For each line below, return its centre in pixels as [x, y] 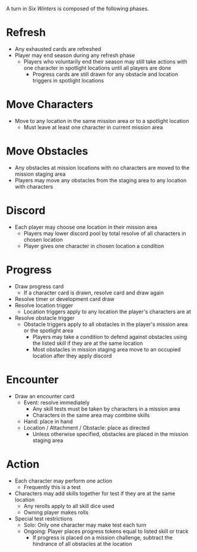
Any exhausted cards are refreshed [58, 49]
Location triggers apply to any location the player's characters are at [107, 312]
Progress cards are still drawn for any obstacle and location [105, 74]
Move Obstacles [47, 151]
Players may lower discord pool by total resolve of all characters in [105, 233]
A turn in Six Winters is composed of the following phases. [78, 9]
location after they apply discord [72, 356]
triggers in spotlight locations [68, 80]
